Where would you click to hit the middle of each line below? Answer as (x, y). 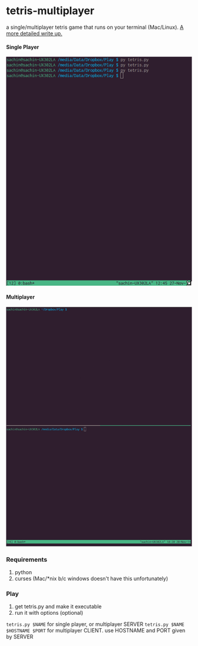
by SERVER (20, 637)
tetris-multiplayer (50, 11)
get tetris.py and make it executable (58, 607)
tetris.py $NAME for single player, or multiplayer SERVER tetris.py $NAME (95, 624)
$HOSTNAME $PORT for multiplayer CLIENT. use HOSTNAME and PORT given (96, 631)
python (23, 572)
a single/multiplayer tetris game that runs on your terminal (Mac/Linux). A (95, 27)
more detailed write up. (34, 33)
